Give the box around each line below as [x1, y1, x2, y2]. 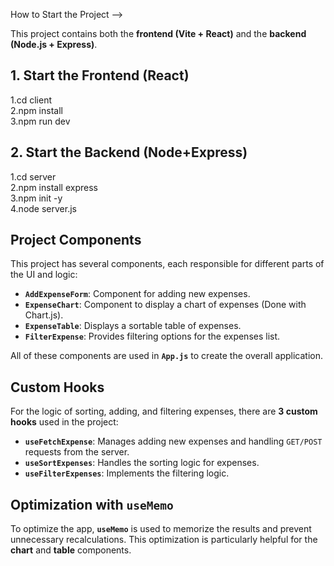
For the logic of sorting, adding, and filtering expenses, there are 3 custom [10, 405, 318, 418]
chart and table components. [10, 544, 132, 556]
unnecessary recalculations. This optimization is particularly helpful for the [10, 534, 318, 546]
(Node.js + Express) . [10, 39, 98, 50]
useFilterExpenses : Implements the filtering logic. [24, 467, 230, 479]
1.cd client [10, 94, 53, 106]
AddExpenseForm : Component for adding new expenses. [24, 288, 251, 300]
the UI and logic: [10, 269, 78, 281]
